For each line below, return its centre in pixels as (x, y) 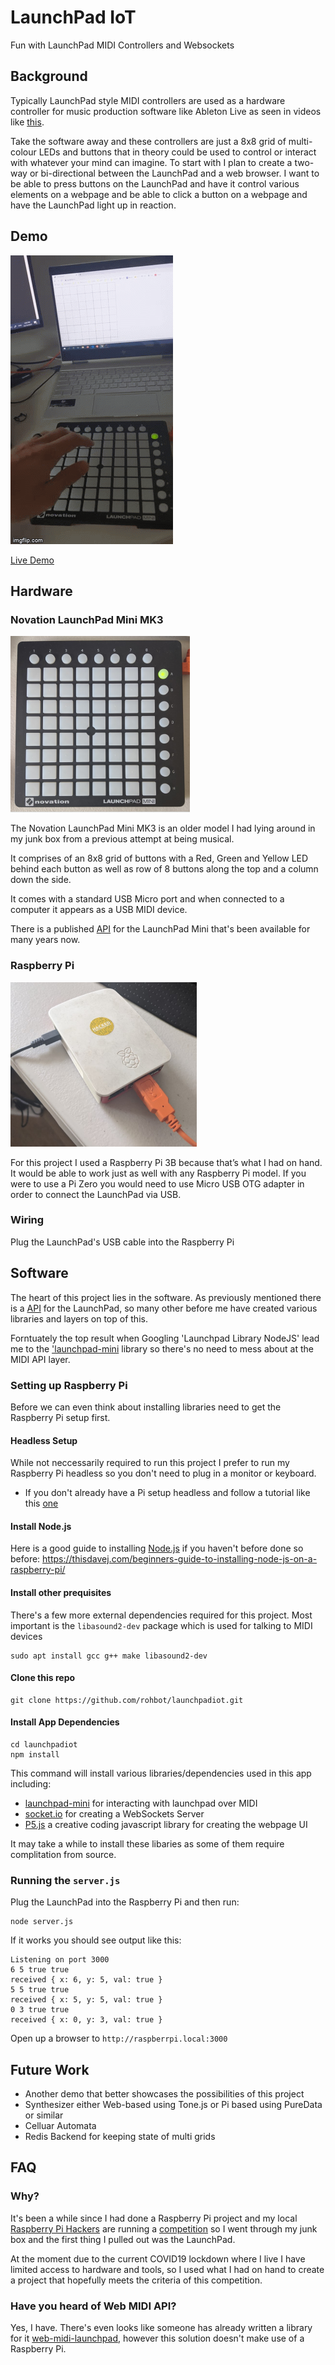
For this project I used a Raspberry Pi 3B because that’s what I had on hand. (166, 1162)
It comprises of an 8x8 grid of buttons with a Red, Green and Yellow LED (159, 858)
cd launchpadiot (44, 1744)
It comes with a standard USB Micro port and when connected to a (147, 899)
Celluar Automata (60, 2126)
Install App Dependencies (65, 1722)
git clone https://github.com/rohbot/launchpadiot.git (127, 1700)
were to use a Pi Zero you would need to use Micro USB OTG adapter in (157, 1183)
